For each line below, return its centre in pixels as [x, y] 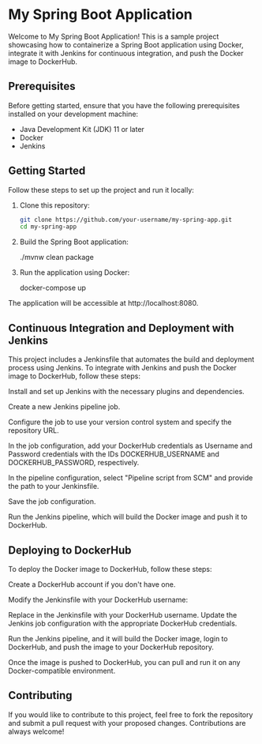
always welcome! [36, 731]
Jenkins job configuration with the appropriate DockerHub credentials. [123, 623]
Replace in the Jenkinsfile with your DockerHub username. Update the [123, 614]
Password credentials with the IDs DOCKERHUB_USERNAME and [114, 454]
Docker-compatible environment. [62, 671]
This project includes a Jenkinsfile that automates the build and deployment [131, 359]
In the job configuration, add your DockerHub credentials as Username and [130, 446]
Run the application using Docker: [75, 272]
